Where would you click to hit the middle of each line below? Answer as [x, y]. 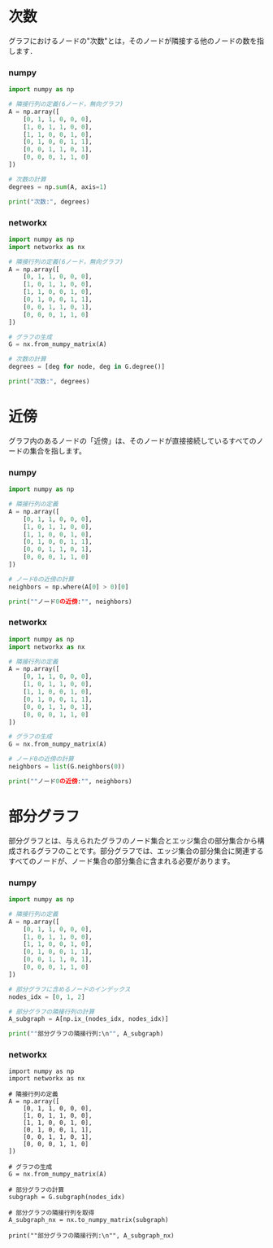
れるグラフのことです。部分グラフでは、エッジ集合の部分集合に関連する [143, 851]
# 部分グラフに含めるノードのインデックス [69, 989]
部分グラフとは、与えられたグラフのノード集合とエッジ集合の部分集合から [133, 840]
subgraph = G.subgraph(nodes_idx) [67, 1198]
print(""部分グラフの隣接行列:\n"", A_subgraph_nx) [91, 1236]
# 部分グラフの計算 [37, 1190]
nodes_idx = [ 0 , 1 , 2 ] [47, 997]
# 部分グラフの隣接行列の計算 [52, 1012]
